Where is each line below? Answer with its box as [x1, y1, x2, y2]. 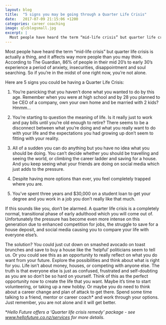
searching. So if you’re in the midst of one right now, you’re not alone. [5, 69, 147, 75]
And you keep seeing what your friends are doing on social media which [12, 161, 160, 167]
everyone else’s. [5, 232, 39, 238]
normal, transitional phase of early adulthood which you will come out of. [5, 210, 154, 216]
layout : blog [5, 7, 32, 12]
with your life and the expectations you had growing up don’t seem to [12, 130, 154, 136]
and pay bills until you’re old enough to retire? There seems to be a [12, 120, 149, 126]
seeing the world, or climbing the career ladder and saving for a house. [12, 155, 157, 161]
